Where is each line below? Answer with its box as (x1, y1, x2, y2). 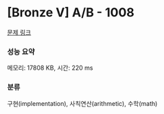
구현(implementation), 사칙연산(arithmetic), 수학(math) (7, 99, 158, 107)
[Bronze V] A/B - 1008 (7, 5, 135, 20)
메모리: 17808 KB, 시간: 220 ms (7, 63, 93, 72)
